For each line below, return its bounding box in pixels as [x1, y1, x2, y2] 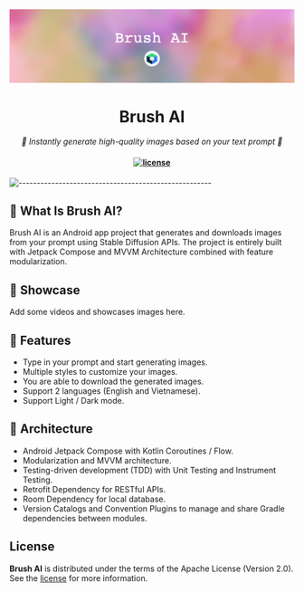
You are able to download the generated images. [22, 376, 204, 387]
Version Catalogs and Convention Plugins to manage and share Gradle [22, 502, 285, 514]
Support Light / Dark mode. [22, 396, 125, 406]
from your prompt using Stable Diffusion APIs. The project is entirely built [9, 237, 282, 248]
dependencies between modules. [22, 512, 147, 523]
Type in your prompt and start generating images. [22, 357, 208, 368]
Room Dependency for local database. [22, 493, 166, 504]
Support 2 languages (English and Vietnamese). [22, 386, 201, 396]
